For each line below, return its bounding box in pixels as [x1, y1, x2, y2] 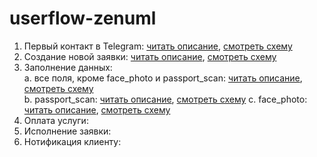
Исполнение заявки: [23, 125, 112, 137]
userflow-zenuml [9, 7, 157, 30]
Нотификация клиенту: [23, 135, 122, 147]
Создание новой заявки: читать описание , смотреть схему [23, 50, 277, 62]
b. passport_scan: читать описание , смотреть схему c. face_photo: [23, 93, 308, 105]
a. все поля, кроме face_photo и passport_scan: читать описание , [23, 72, 303, 84]
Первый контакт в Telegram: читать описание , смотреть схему [23, 40, 293, 52]
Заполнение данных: [23, 61, 113, 73]
